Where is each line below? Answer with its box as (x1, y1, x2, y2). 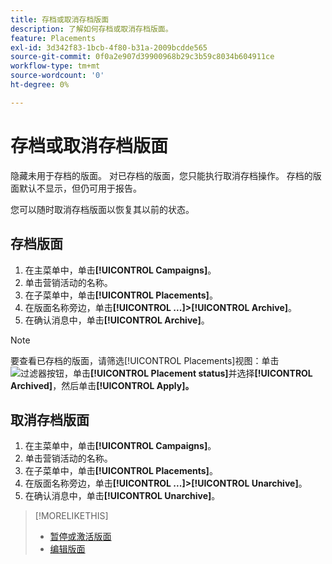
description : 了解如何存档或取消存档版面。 (10, 24, 173, 34)
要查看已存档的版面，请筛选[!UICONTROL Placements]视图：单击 (10, 354, 280, 366)
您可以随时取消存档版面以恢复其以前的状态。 (10, 203, 195, 215)
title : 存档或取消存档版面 (10, 14, 110, 25)
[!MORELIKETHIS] (34, 510, 109, 522)
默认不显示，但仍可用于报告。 (18, 182, 142, 194)
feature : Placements (10, 33, 97, 43)
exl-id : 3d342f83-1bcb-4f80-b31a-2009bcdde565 (10, 42, 208, 53)
